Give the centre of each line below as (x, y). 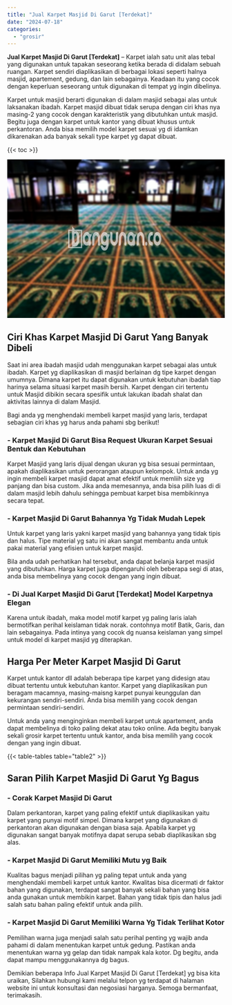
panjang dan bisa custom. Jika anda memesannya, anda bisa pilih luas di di (114, 486)
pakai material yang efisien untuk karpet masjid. (75, 548)
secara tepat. (26, 500)
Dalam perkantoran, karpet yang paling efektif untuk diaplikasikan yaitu (108, 813)
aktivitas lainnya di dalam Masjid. (54, 402)
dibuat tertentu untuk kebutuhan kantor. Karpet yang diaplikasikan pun (107, 686)
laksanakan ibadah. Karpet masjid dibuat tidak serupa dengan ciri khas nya (114, 107)
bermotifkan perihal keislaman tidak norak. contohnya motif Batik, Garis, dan (116, 625)
